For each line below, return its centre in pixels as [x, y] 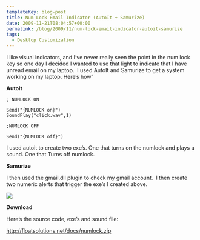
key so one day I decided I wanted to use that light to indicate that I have [97, 64]
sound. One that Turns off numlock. [51, 154]
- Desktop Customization [43, 40]
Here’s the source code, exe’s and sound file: [62, 219]
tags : [13, 35]
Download [19, 207]
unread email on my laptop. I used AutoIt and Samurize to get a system [95, 70]
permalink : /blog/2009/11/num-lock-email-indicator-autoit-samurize [95, 29]
